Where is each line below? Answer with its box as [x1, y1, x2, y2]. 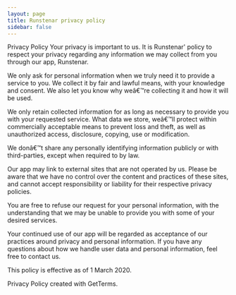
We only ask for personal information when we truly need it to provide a [7, 71, 215, 80]
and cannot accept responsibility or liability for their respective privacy [7, 180, 213, 188]
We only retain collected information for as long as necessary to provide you [7, 107, 229, 116]
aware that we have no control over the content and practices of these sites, [7, 172, 229, 181]
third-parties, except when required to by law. [7, 151, 140, 159]
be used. [7, 94, 33, 102]
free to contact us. [7, 252, 61, 261]
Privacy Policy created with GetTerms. [7, 279, 118, 288]
